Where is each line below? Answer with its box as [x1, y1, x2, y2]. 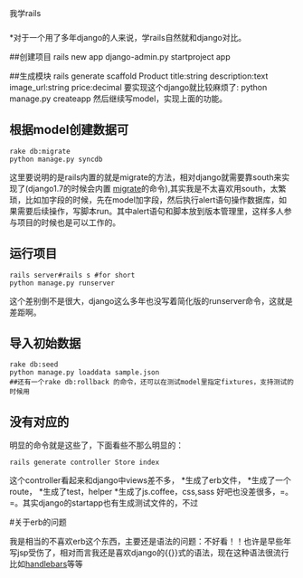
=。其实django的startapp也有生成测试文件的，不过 [9, 497, 199, 508]
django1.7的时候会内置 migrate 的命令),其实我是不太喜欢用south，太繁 [28, 183, 287, 194]
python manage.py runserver [9, 279, 116, 288]
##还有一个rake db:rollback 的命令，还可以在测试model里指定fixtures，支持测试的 [9, 378, 294, 387]
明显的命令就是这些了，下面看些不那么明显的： [9, 440, 184, 450]
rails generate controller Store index [9, 458, 160, 468]
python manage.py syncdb [9, 155, 103, 164]
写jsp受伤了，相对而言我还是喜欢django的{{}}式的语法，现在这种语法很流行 [9, 547, 289, 558]
